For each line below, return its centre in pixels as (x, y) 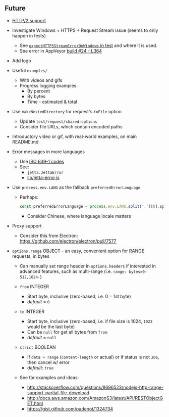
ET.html (35, 403)
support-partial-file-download (58, 392)
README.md (25, 142)
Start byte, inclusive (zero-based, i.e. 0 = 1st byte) (79, 296)
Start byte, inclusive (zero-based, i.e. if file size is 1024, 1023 (90, 321)
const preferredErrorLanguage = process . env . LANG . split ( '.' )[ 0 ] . (90, 206)
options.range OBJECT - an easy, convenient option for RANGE (78, 251)
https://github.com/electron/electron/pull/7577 (68, 241)
